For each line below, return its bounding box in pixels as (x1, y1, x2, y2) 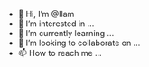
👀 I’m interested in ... (17, 18, 95, 29)
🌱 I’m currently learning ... (17, 28, 115, 38)
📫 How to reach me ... (17, 48, 102, 58)
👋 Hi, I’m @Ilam (17, 9, 75, 19)
